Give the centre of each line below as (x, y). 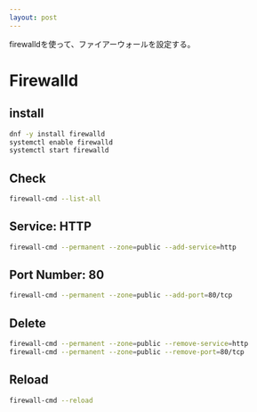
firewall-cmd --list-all (55, 199)
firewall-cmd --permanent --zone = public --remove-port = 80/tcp (127, 352)
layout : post (33, 17)
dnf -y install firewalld (57, 134)
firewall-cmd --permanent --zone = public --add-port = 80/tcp (121, 295)
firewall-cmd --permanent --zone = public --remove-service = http (129, 344)
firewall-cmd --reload (51, 400)
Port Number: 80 (57, 275)
